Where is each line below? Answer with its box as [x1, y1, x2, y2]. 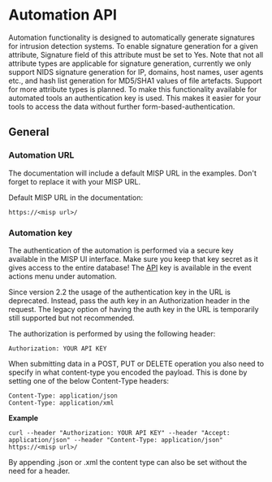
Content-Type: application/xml [8, 398, 114, 407]
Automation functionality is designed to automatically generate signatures [8, 33, 256, 42]
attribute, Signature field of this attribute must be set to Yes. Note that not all [8, 50, 264, 59]
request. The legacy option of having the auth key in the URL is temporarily [8, 304, 259, 314]
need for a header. [8, 466, 71, 475]
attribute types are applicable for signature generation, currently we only [8, 59, 252, 68]
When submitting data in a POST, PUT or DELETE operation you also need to [8, 358, 265, 368]
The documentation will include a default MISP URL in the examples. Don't [8, 168, 257, 178]
